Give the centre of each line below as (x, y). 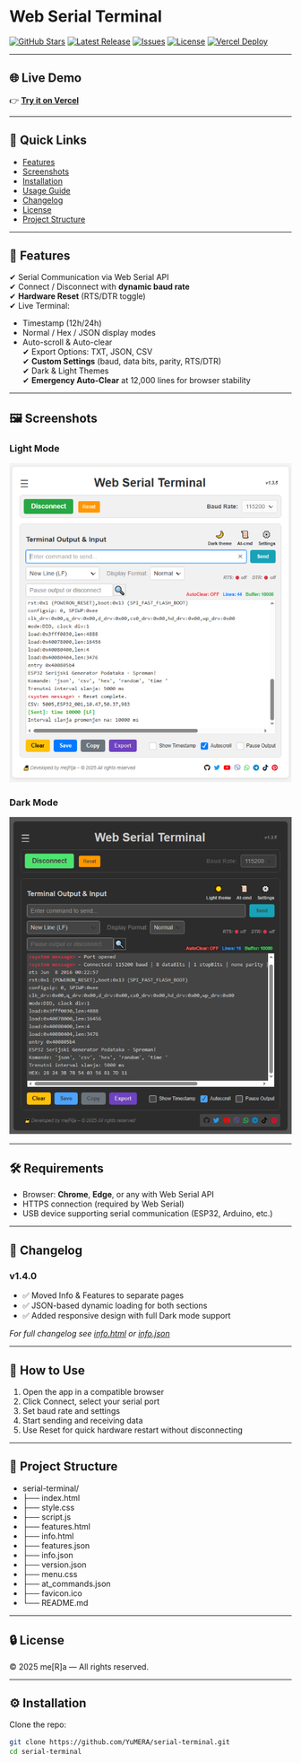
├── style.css (48, 1507)
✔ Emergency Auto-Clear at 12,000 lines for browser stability (136, 381)
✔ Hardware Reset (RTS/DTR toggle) (77, 296)
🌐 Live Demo (46, 78)
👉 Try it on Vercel (44, 100)
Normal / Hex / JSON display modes (89, 333)
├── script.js (47, 1517)
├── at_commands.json (66, 1583)
